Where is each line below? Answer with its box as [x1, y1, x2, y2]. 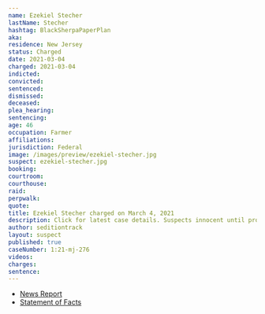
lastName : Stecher [8, 19, 69, 27]
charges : [8, 260, 37, 268]
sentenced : [8, 84, 44, 93]
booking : [8, 165, 37, 173]
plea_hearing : [8, 107, 55, 115]
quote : [8, 201, 30, 209]
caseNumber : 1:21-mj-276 [8, 246, 90, 253]
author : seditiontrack [8, 223, 83, 232]
